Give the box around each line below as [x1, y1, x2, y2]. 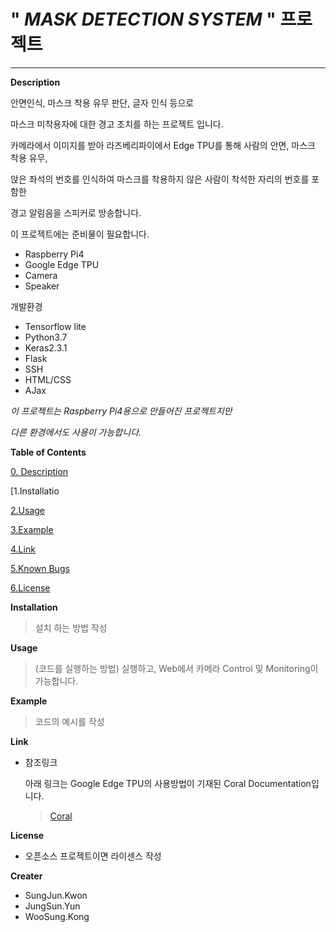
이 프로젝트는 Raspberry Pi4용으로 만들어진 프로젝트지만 [10, 405, 233, 417]
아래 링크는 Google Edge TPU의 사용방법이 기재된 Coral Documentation [24, 777, 312, 789]
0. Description [10, 465, 69, 477]
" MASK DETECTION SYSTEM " [10, 8, 277, 31]
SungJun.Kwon [24, 889, 88, 901]
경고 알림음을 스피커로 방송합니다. [10, 206, 142, 219]
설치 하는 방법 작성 [34, 621, 108, 634]
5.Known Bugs [10, 562, 70, 574]
